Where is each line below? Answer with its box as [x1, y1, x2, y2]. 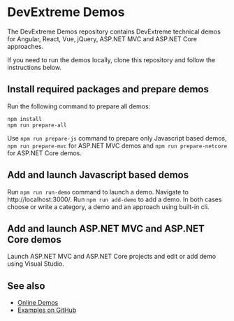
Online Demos [17, 299, 59, 307]
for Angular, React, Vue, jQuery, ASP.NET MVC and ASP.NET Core [7, 34, 198, 43]
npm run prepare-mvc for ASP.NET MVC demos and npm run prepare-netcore [7, 141, 228, 150]
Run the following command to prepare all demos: [7, 102, 151, 110]
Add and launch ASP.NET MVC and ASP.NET [7, 222, 205, 234]
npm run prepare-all [7, 122, 68, 129]
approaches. [7, 42, 44, 50]
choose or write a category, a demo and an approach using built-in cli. [7, 202, 210, 211]
